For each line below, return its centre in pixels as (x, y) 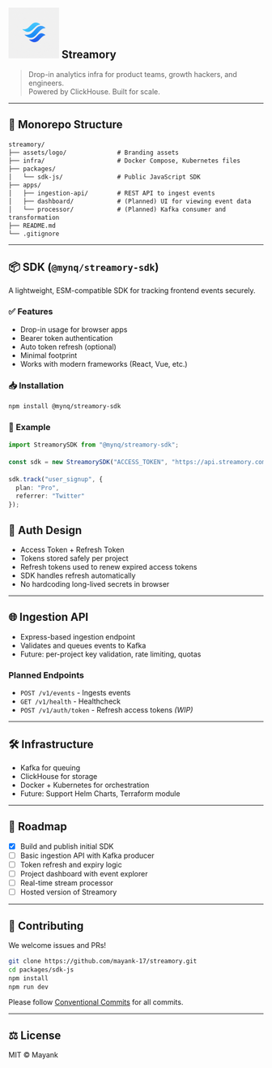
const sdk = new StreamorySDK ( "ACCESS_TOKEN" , (88, 462)
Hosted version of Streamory (68, 892)
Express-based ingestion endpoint (78, 636)
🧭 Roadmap (38, 827)
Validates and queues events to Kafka (83, 645)
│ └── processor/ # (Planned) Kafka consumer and (117, 209)
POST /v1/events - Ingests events (75, 693)
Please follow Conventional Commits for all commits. (96, 1002)
